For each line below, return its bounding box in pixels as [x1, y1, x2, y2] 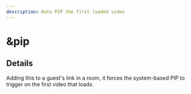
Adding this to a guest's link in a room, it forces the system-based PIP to [6, 74, 185, 81]
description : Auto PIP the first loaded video [6, 8, 125, 15]
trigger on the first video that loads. [6, 80, 94, 87]
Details [6, 58, 33, 69]
